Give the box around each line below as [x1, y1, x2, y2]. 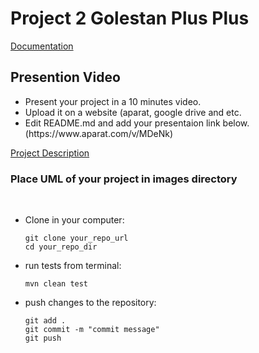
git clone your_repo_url [24, 233, 129, 244]
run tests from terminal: [24, 260, 122, 272]
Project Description [10, 147, 90, 159]
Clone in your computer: [24, 214, 125, 226]
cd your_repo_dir [24, 242, 98, 252]
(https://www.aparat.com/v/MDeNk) [24, 127, 174, 139]
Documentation [10, 40, 74, 52]
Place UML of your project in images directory [10, 172, 238, 186]
